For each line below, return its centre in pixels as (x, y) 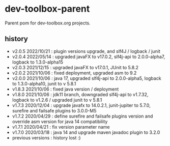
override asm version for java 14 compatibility (60, 121)
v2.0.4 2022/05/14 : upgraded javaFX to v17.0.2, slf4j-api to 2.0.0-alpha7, (89, 56)
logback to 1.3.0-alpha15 (38, 62)
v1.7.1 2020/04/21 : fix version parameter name (61, 127)
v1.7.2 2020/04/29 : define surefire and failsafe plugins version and (82, 116)
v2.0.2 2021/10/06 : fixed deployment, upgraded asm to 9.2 (74, 73)
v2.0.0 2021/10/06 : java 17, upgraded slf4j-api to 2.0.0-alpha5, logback (87, 78)
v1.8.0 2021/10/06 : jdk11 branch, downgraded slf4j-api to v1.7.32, (80, 94)
